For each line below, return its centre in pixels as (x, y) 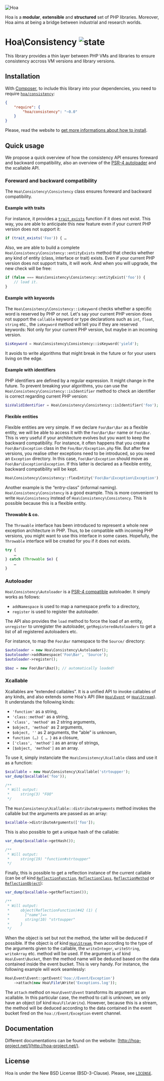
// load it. (26, 282)
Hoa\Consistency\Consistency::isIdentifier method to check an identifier (80, 391)
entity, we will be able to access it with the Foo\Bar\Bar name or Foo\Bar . (78, 433)
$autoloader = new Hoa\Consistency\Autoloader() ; (57, 650)
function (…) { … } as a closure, (46, 737)
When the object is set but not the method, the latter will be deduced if (76, 938)
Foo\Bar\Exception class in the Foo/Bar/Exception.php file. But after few (77, 448)
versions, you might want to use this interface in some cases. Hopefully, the (82, 536)
